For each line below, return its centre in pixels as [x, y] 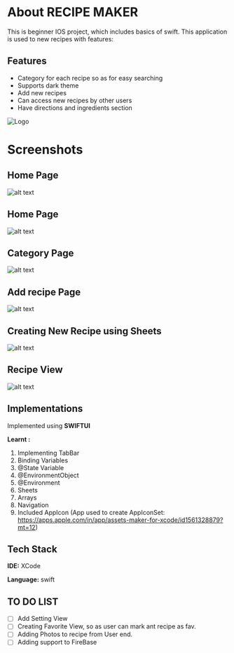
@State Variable [41, 467]
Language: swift [31, 579]
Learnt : [19, 439]
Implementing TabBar [48, 453]
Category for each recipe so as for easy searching [90, 78]
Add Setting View [42, 619]
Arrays [27, 497]
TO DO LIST [33, 602]
